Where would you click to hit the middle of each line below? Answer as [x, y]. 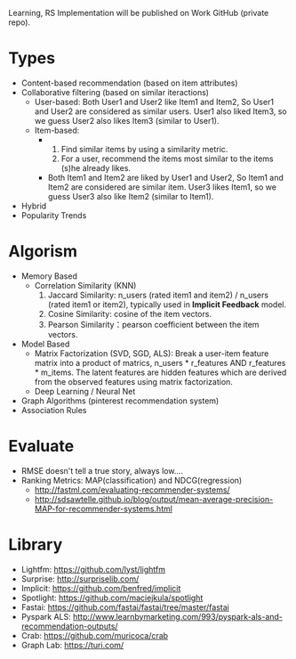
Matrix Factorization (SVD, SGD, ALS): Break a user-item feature [152, 353]
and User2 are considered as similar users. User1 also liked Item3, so [160, 111]
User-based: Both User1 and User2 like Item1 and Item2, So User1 [154, 102]
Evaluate [41, 447]
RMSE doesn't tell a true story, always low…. [102, 470]
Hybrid [34, 206]
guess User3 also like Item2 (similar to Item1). [131, 196]
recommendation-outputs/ [69, 626]
